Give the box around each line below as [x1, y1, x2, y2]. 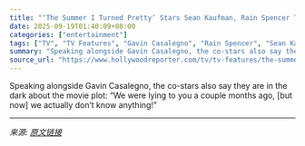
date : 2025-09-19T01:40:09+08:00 [9, 22, 136, 31]
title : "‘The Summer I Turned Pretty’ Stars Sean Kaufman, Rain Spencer [9, 13, 290, 23]
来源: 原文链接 [9, 127, 62, 137]
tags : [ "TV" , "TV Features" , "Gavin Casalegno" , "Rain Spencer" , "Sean [9, 38, 286, 48]
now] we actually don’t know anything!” [9, 100, 157, 110]
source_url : [9, 55, 54, 64]
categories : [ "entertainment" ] [9, 30, 128, 39]
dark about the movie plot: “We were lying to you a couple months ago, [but [9, 90, 293, 101]
